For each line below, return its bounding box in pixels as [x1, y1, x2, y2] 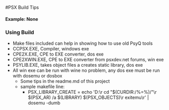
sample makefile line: [20, 84, 65, 90]
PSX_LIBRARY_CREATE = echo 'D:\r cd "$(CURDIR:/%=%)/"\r [27, 89, 157, 95]
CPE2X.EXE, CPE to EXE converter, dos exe [12, 51, 104, 57]
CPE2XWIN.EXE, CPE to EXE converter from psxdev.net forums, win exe [12, 56, 164, 63]
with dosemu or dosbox [12, 72, 63, 78]
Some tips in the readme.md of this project [20, 78, 110, 84]
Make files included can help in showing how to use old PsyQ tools [12, 40, 153, 46]
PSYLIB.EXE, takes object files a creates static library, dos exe [12, 62, 143, 68]
